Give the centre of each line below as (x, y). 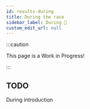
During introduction (30, 100)
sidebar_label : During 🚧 (36, 22)
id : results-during (30, 11)
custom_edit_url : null (34, 28)
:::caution (18, 45)
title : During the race (35, 17)
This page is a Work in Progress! (45, 56)
